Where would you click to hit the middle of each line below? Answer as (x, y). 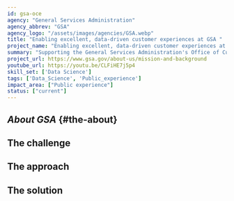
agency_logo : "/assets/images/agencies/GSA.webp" (81, 33)
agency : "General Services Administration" (71, 20)
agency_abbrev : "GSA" (39, 26)
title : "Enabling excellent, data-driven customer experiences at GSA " (115, 40)
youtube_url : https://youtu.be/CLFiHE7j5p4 (71, 65)
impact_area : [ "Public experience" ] (60, 85)
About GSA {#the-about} (62, 119)
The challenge (39, 143)
